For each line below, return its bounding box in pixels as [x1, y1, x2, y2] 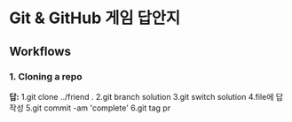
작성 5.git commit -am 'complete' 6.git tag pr [9, 103, 171, 113]
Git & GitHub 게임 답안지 [9, 8, 180, 28]
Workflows [9, 43, 71, 58]
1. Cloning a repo [9, 70, 83, 82]
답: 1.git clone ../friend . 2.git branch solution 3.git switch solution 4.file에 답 [9, 91, 284, 102]
